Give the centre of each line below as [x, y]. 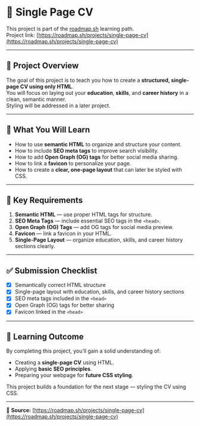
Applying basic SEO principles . [53, 369]
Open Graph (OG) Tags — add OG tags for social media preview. [94, 227]
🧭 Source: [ [20, 410]
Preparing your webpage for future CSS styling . [74, 375]
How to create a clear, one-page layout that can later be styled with [99, 169]
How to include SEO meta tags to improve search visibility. [87, 150]
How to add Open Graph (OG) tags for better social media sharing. [96, 157]
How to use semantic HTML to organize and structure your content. [98, 144]
